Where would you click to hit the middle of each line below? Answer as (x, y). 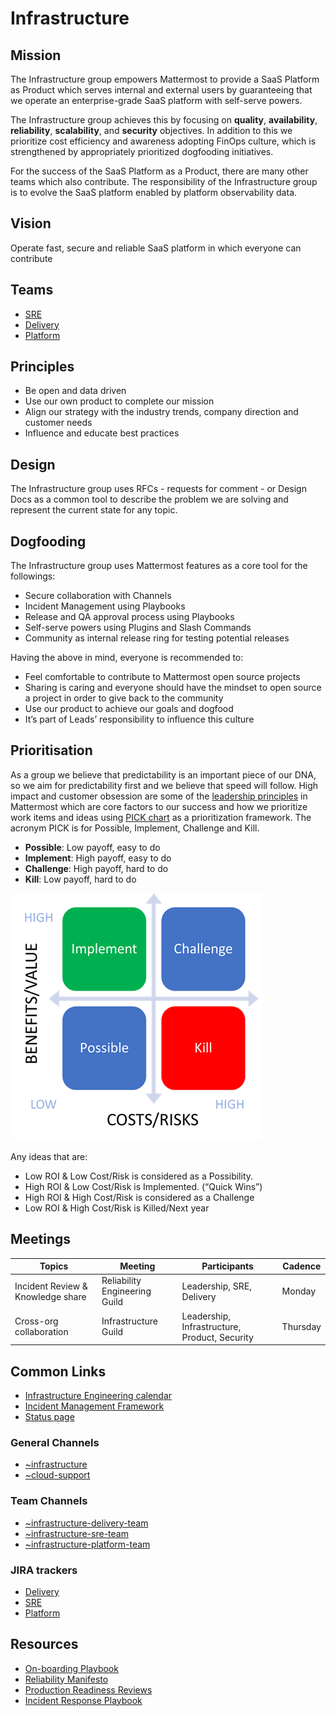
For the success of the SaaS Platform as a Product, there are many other (159, 171)
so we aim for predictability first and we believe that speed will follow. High (164, 785)
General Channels (55, 1442)
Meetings (41, 1239)
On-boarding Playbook (71, 1668)
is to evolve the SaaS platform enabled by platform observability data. (154, 192)
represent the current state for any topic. (94, 510)
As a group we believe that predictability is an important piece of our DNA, (163, 774)
